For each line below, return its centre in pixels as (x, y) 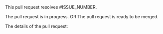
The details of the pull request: (37, 26)
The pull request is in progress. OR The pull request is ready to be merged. (82, 17)
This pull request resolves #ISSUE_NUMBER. (51, 7)
